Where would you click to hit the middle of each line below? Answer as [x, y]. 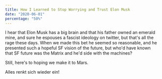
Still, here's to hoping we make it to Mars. [47, 63]
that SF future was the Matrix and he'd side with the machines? [69, 53]
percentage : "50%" [24, 19]
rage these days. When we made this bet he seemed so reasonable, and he [81, 43]
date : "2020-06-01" [25, 14]
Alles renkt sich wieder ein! [32, 72]
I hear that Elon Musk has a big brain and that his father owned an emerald [80, 33]
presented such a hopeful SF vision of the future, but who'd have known [78, 48]
